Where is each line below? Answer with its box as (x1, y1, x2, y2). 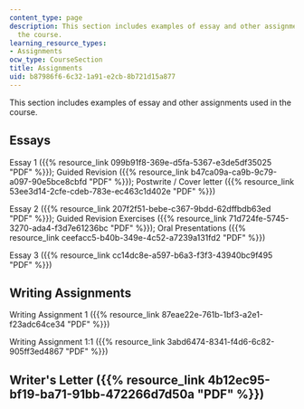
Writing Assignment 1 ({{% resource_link (9, 309, 160, 320)
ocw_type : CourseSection (9, 55, 103, 64)
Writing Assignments (9, 285, 132, 300)
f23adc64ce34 (9, 319, 66, 330)
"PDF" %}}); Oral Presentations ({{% (109, 223, 247, 233)
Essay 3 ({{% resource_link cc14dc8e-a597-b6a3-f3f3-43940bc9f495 (9, 250, 273, 261)
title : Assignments (9, 64, 83, 73)
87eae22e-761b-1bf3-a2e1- (161, 309, 264, 320)
